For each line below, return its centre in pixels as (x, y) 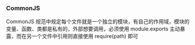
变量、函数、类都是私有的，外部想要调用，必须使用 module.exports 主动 (93, 29)
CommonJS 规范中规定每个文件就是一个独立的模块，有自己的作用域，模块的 (98, 22)
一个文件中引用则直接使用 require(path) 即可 (85, 36)
